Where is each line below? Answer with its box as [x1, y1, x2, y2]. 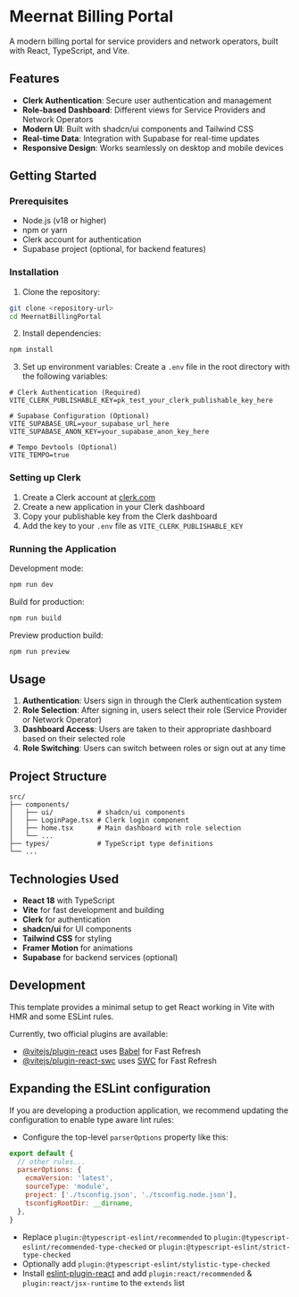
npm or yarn [21, 225, 68, 236]
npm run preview [9, 647, 70, 656]
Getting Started [9, 168, 97, 184]
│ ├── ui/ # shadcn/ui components [9, 808, 186, 817]
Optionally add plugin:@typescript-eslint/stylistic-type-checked [21, 1258, 270, 1269]
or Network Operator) [21, 715, 103, 725]
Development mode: [9, 563, 84, 573]
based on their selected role [21, 733, 126, 744]
